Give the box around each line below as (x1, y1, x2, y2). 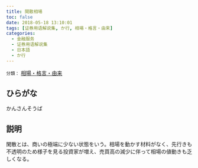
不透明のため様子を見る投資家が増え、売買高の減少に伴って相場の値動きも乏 (6, 148, 193, 155)
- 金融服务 (11, 36, 35, 42)
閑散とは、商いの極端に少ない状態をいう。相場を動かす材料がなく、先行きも (6, 141, 193, 148)
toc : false (6, 14, 33, 20)
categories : (6, 31, 35, 37)
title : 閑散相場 (6, 8, 43, 15)
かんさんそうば (6, 105, 43, 112)
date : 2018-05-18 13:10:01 (6, 19, 73, 25)
